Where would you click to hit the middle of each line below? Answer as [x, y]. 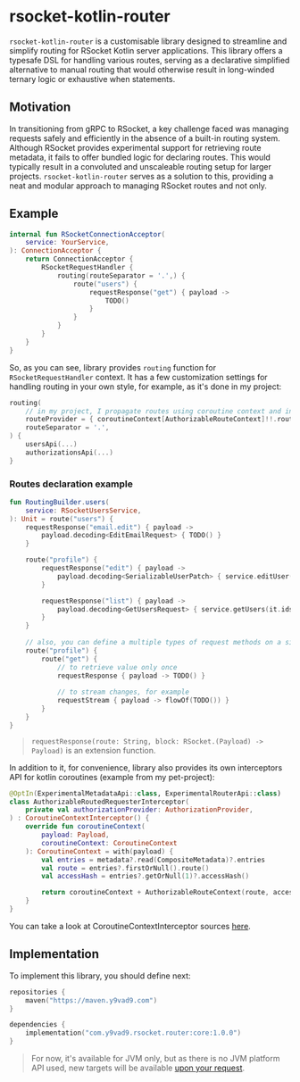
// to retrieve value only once [117, 667]
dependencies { [37, 1025]
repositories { [37, 992]
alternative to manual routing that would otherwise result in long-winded [142, 70]
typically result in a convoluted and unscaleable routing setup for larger [141, 166]
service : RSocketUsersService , [83, 511]
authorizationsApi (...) [70, 453]
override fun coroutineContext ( [85, 827]
